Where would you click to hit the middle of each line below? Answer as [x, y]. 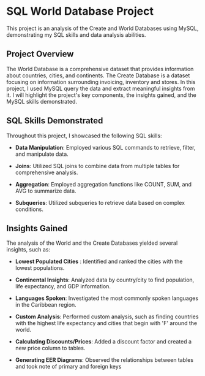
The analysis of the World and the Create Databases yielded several [92, 243]
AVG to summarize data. [46, 191]
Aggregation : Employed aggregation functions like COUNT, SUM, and [103, 184]
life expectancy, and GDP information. [63, 286]
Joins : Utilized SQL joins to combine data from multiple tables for [97, 166]
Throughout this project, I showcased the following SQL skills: [84, 136]
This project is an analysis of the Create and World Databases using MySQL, [102, 28]
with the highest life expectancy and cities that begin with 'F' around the [106, 323]
